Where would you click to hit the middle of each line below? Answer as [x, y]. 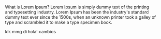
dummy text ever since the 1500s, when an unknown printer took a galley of [80, 17]
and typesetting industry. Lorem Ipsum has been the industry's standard [77, 12]
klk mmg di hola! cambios [30, 32]
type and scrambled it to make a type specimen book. [59, 22]
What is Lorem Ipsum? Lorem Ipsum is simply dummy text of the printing [77, 7]
